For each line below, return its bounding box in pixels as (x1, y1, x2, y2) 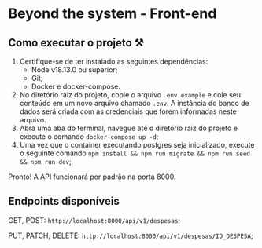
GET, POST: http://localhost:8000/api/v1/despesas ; (8, 215, 181, 224)
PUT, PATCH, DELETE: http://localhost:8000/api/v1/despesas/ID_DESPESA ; (8, 231, 253, 240)
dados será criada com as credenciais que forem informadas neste (19, 107, 238, 116)
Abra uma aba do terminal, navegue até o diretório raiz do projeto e (19, 123, 238, 133)
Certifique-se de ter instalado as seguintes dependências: (19, 57, 208, 66)
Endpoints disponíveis (8, 195, 120, 208)
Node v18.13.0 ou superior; (31, 65, 118, 75)
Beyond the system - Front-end (8, 5, 217, 23)
